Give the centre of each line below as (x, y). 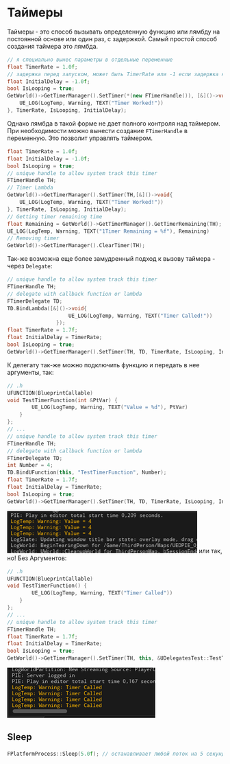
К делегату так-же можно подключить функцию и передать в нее (103, 364)
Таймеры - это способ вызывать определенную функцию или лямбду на (114, 32)
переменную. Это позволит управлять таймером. (80, 138)
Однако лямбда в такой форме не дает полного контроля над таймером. (114, 123)
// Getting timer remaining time (55, 217)
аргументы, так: (30, 372)
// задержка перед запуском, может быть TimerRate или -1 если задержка (113, 74)
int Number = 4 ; (30, 465)
